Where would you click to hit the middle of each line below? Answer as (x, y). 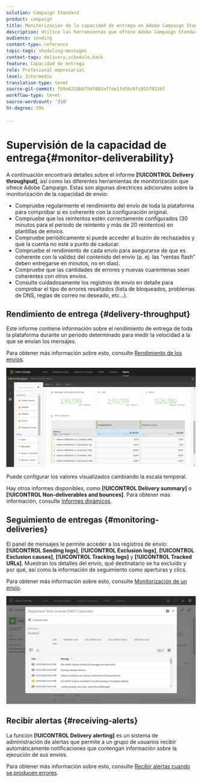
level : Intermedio (29, 76)
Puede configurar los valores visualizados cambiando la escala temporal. (97, 476)
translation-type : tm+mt (37, 83)
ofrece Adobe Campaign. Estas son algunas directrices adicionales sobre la (100, 188)
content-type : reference (37, 45)
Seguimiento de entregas (54, 520)
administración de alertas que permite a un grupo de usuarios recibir (91, 742)
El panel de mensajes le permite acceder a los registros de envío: (87, 544)
